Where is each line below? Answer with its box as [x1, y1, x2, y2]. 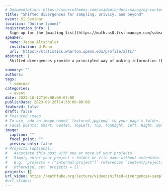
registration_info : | [5, 26, 50, 31]
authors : [5, 72, 23, 77]
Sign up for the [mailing [9, 30, 64, 35]
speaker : [5, 35, 23, 40]
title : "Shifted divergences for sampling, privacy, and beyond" [5, 12, 143, 17]
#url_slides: [5, 179, 32, 184]
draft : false [5, 109, 32, 114]
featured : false [5, 104, 39, 109]
